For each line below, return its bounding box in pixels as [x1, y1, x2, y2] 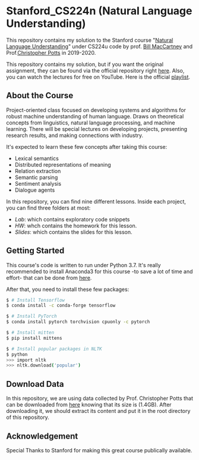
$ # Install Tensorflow [6, 297, 65, 303]
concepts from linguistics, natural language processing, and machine [6, 119, 175, 126]
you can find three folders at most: [6, 204, 91, 211]
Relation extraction [14, 167, 61, 174]
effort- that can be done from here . [6, 274, 92, 281]
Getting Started [6, 246, 65, 256]
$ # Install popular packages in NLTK [6, 346, 102, 352]
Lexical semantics [14, 155, 59, 162]
